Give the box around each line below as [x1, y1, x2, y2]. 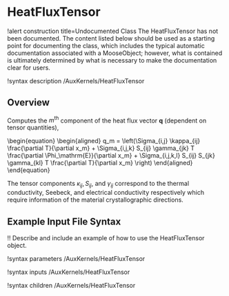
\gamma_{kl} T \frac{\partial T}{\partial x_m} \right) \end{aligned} [7, 159, 193, 167]
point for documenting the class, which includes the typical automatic [7, 41, 205, 50]
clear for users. [7, 63, 50, 72]
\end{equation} [7, 166, 50, 174]
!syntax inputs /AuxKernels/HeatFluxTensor [7, 268, 130, 276]
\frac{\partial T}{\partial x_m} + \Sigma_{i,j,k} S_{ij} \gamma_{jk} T [7, 144, 195, 152]
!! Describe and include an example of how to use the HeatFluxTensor [7, 234, 205, 242]
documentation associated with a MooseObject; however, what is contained [7, 49, 223, 57]
